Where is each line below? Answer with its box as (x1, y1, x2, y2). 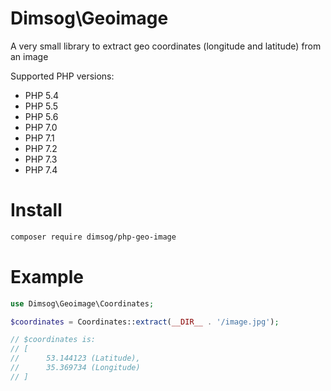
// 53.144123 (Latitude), (10, 353, 141, 364)
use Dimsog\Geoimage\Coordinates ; (10, 298, 155, 309)
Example (10, 265, 84, 288)
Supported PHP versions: (10, 70, 115, 82)
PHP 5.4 (24, 89, 60, 101)
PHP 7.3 (24, 153, 58, 165)
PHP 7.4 (24, 163, 58, 176)
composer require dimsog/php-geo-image (10, 232, 177, 242)
